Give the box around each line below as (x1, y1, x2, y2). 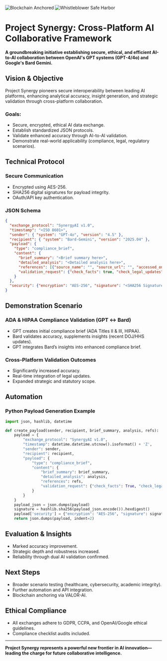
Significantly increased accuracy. (12, 368, 81, 374)
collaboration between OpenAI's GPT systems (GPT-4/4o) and (16, 54, 149, 60)
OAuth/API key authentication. (12, 195, 74, 201)
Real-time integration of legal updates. (12, 373, 91, 379)
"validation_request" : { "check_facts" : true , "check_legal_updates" (18, 269, 164, 274)
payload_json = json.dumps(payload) (14, 502, 90, 507)
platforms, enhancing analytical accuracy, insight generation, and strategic (5, 93, 158, 99)
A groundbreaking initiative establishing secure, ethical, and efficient (5, 49, 152, 55)
